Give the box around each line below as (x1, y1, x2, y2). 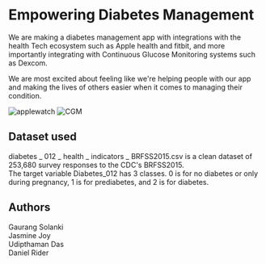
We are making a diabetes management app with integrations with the (8, 32, 241, 42)
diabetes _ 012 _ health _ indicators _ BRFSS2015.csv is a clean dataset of (8, 151, 253, 161)
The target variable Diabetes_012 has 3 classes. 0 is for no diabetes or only (8, 168, 259, 178)
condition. (8, 90, 42, 100)
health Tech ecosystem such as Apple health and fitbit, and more (8, 40, 226, 50)
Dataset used (8, 130, 77, 144)
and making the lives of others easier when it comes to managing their (8, 82, 243, 92)
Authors (8, 200, 51, 215)
